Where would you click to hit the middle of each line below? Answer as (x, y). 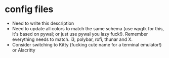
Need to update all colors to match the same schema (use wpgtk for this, (88, 28)
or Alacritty (24, 50)
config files (29, 9)
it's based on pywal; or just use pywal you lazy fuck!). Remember (80, 34)
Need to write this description (43, 23)
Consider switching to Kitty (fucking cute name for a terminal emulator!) (87, 44)
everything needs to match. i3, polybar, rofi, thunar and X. (72, 39)
